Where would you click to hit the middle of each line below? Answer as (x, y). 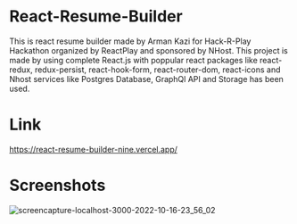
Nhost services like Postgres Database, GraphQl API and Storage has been (146, 79)
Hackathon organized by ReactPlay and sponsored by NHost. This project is (148, 50)
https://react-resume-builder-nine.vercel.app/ (94, 149)
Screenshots (58, 186)
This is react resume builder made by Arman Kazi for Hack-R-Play (130, 41)
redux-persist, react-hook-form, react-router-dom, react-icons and (157, 70)
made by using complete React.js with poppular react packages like (134, 60)
